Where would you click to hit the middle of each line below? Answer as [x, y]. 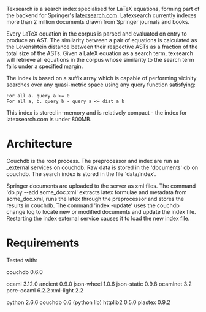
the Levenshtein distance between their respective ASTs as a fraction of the [102, 47]
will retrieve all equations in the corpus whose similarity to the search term [100, 60]
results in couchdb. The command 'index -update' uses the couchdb [93, 205]
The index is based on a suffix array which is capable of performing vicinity [101, 78]
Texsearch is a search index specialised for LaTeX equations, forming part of [103, 9]
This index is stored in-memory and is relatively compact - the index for [97, 112]
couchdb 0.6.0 [25, 272]
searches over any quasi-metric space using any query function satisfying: [101, 85]
